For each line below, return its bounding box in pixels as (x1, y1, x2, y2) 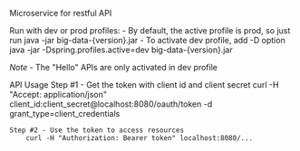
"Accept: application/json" (9, 90, 107, 99)
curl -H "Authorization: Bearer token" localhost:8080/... (25, 134, 254, 143)
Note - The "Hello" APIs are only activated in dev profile (9, 62, 218, 72)
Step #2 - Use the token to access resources (9, 126, 184, 135)
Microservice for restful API (9, 8, 112, 18)
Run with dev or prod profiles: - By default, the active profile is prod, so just (9, 25, 291, 35)
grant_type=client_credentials (9, 109, 121, 118)
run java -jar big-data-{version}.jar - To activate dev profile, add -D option (9, 35, 285, 45)
